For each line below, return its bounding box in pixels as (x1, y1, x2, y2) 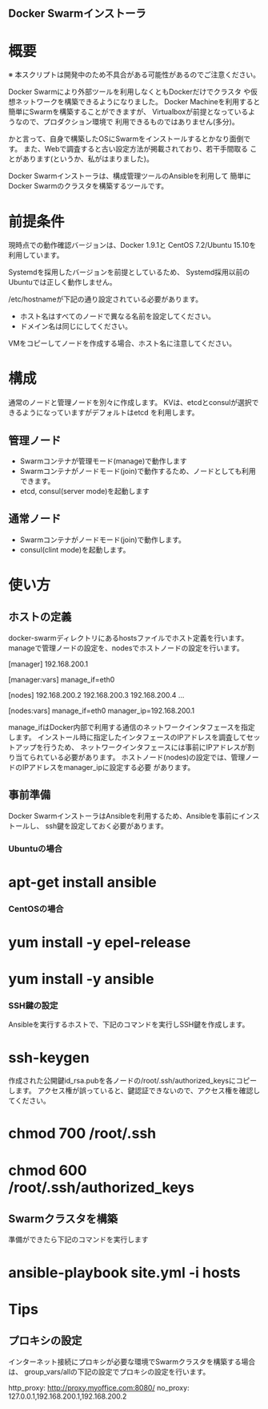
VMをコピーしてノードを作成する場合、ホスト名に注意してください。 (8, 338, 237, 348)
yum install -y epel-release (8, 933, 191, 951)
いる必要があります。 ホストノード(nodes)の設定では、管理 (50, 752, 246, 762)
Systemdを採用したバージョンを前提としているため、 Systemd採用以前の (8, 267, 250, 277)
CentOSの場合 (8, 903, 64, 914)
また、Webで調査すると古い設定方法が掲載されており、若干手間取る (23, 144, 248, 154)
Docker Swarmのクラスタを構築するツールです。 (8, 181, 169, 191)
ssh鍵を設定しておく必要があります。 (45, 820, 168, 831)
